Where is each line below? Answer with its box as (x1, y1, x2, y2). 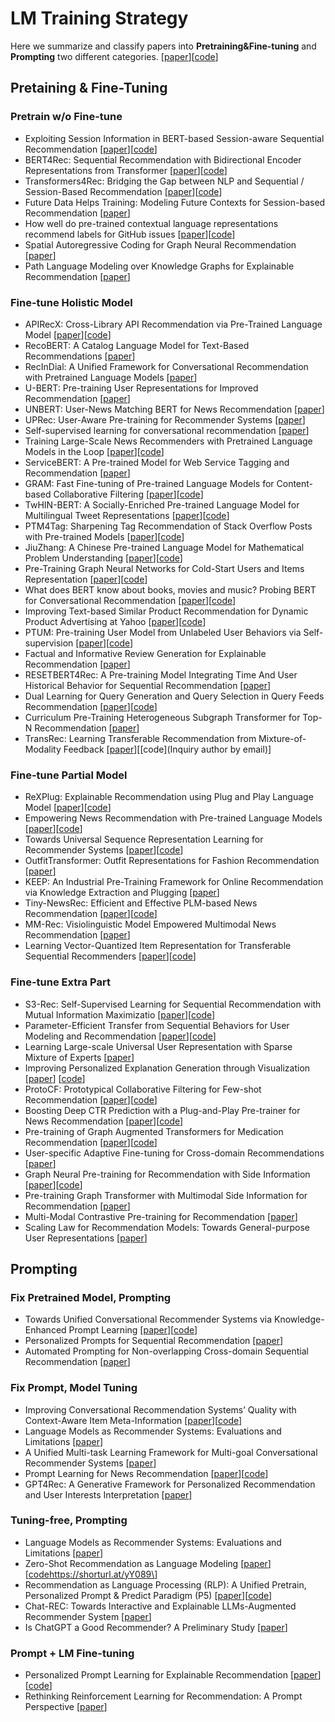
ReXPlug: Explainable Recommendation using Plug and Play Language (24, 791, 314, 803)
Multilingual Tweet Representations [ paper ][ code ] (24, 509, 230, 521)
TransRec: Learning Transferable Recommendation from (24, 732, 257, 744)
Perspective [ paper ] (24, 1701, 108, 1713)
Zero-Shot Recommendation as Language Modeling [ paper (24, 1557, 268, 1569)
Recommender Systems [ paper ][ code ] (24, 844, 184, 856)
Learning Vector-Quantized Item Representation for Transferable (24, 940, 292, 952)
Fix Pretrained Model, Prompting (10, 1290, 172, 1304)
